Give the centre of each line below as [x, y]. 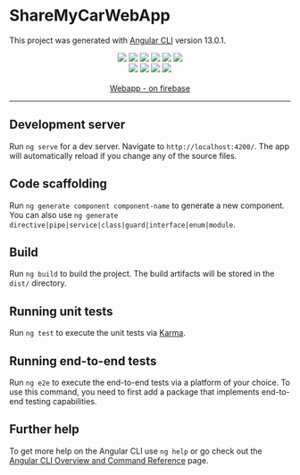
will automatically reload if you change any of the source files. [123, 155]
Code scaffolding [58, 184]
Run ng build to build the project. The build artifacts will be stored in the [142, 274]
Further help [45, 429]
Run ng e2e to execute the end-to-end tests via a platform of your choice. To [150, 382]
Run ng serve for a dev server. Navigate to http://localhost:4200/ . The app [150, 146]
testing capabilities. [61, 401]
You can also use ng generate [64, 214]
